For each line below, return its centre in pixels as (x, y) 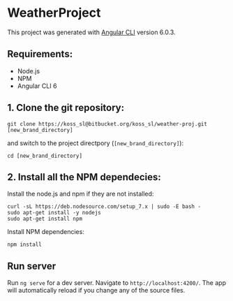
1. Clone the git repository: (66, 108)
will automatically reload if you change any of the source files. (96, 291)
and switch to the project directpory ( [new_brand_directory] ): (95, 143)
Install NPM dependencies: (46, 232)
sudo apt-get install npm (45, 219)
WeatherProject (54, 13)
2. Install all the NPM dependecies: (84, 177)
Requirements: (40, 54)
